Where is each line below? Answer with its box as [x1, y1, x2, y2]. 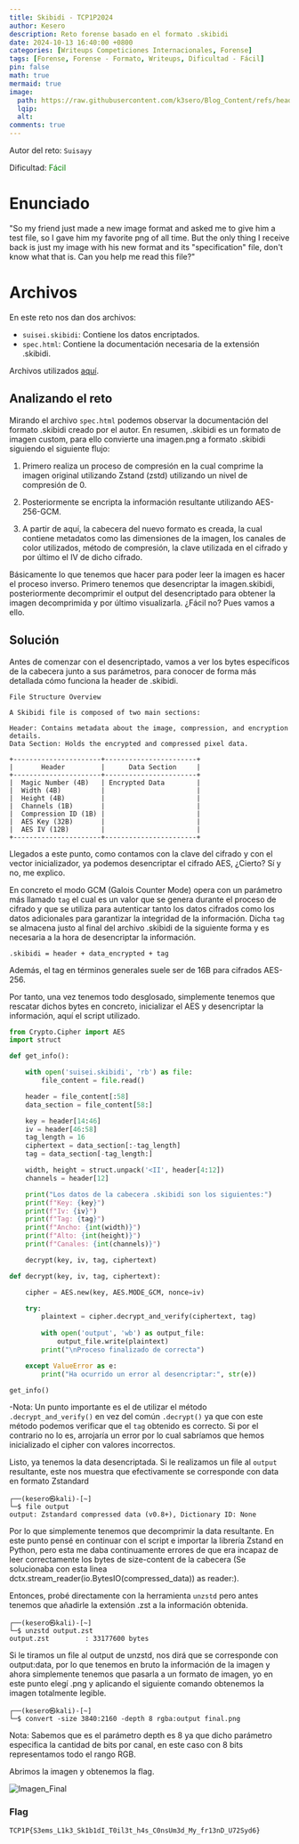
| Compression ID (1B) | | [9, 809, 201, 818]
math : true [9, 71, 50, 80]
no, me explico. [9, 867, 66, 878]
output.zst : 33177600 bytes [9, 1635, 149, 1644]
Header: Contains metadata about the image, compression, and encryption [9, 723, 289, 733]
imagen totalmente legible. [9, 1688, 107, 1699]
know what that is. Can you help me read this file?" [9, 251, 196, 262]
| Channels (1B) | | [9, 801, 201, 810]
